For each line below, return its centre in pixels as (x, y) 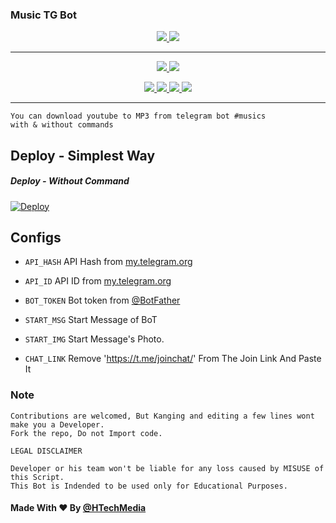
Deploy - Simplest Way (83, 155)
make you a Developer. (57, 424)
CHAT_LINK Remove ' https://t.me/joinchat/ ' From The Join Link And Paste (173, 359)
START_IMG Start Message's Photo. (94, 339)
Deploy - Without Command (70, 181)
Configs (36, 238)
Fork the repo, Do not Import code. (86, 433)
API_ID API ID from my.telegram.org (98, 281)
